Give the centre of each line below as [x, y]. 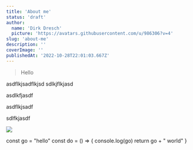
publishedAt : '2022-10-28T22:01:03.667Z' [58, 56]
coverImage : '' [25, 50]
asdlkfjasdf [20, 95]
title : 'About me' [29, 12]
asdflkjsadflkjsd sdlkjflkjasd [40, 84]
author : [16, 22]
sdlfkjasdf [18, 118]
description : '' [26, 45]
